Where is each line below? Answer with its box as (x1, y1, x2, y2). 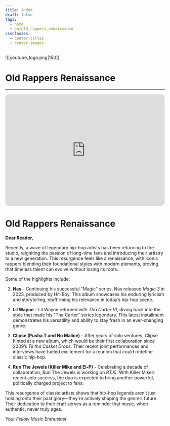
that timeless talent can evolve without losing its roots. (5, 266, 119, 272)
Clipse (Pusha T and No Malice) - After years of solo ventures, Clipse (12, 332, 158, 338)
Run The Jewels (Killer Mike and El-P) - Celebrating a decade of (12, 364, 148, 370)
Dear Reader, (5, 235, 34, 241)
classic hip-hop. (12, 354, 47, 360)
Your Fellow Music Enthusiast (5, 416, 67, 422)
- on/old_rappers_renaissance (10, 26, 73, 31)
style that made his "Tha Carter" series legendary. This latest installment (12, 312, 164, 318)
